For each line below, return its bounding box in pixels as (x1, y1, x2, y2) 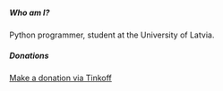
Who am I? (9, 7, 50, 18)
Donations (9, 50, 49, 61)
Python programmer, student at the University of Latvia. (9, 29, 215, 40)
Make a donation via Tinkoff (9, 72, 112, 83)
